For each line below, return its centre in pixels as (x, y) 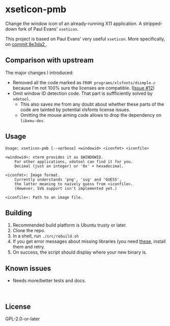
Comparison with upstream (50, 60)
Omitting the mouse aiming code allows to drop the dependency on (91, 115)
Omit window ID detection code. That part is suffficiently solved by (82, 93)
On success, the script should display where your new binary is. (80, 252)
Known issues (28, 268)
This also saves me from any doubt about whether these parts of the (92, 104)
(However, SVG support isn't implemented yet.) (66, 188)
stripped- (153, 23)
